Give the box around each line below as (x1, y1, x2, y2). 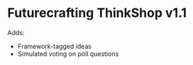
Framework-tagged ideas (17, 42, 92, 50)
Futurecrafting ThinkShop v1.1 (7, 5, 187, 21)
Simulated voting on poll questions (17, 49, 119, 58)
